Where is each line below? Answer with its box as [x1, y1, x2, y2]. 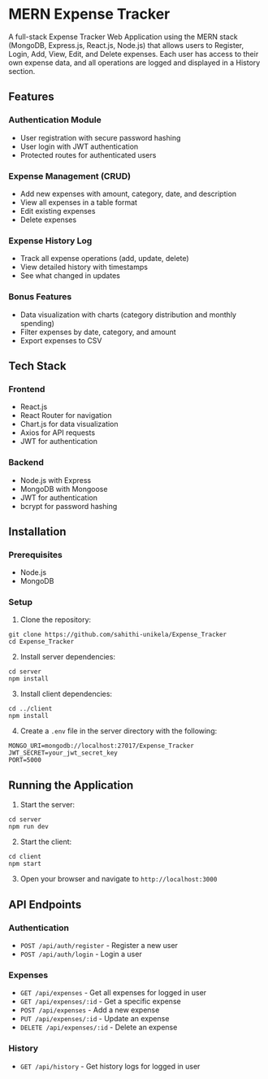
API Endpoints [8, 898, 82, 911]
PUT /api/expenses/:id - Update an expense [19, 1014, 170, 1024]
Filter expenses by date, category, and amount [19, 327, 176, 337]
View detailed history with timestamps [19, 262, 149, 272]
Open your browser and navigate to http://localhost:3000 [19, 874, 218, 884]
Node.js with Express [19, 475, 92, 485]
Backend [8, 457, 45, 468]
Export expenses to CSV [19, 335, 102, 346]
